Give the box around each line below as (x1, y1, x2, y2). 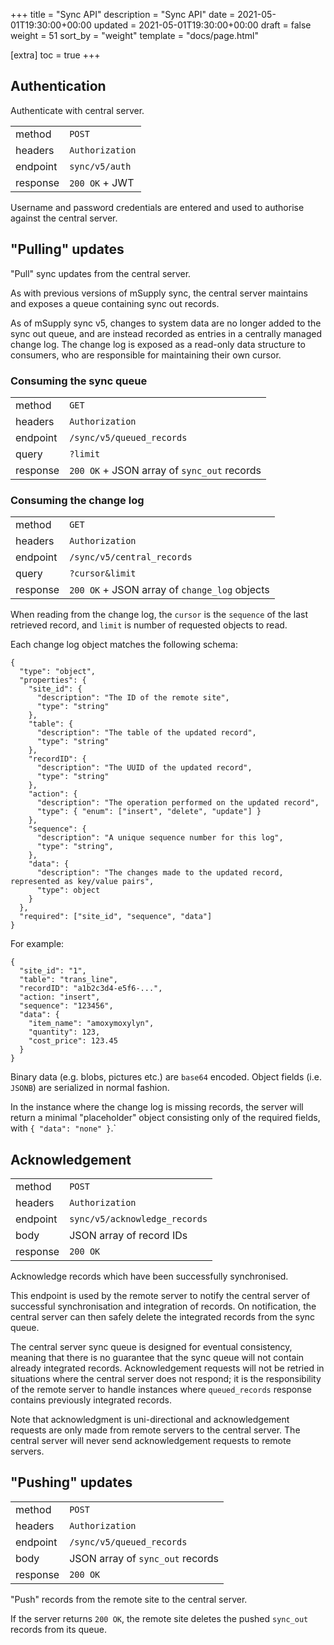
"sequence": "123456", (19, 1001, 114, 1011)
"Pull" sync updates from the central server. (10, 267, 192, 279)
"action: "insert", (19, 992, 101, 1003)
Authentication (10, 78, 107, 95)
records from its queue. (10, 1623, 107, 1635)
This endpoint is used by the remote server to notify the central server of (10, 1290, 311, 1302)
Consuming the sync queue (10, 374, 148, 388)
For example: (10, 938, 65, 950)
